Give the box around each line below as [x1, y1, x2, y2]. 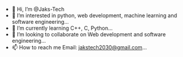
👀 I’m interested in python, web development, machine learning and [11, 12, 177, 19]
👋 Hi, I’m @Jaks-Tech [11, 6, 65, 12]
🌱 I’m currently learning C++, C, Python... [11, 24, 113, 31]
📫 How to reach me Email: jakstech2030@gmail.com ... [11, 44, 147, 50]
